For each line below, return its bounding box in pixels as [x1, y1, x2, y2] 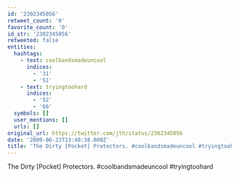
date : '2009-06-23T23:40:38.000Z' [7, 136, 110, 143]
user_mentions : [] [14, 116, 69, 123]
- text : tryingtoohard [20, 83, 87, 90]
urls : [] [14, 122, 40, 130]
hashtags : [14, 51, 43, 58]
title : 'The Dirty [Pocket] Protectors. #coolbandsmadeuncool [7, 143, 196, 150]
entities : [7, 43, 37, 51]
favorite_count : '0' [7, 23, 69, 31]
